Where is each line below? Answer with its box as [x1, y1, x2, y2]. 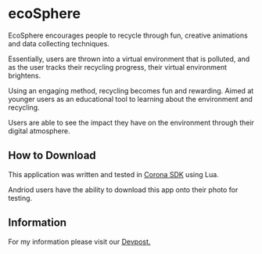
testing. [8, 193, 33, 202]
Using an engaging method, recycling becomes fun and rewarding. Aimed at [8, 85, 254, 95]
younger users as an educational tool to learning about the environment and [8, 94, 253, 103]
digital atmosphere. [8, 126, 70, 136]
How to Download [8, 149, 96, 162]
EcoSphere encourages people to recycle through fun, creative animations [8, 31, 248, 40]
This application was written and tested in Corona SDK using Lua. [8, 169, 219, 179]
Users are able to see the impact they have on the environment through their [8, 118, 254, 127]
